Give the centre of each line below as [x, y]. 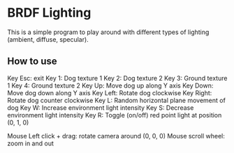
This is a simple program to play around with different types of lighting [108, 32]
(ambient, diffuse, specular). [48, 39]
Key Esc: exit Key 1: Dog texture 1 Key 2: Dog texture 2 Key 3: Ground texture [117, 78]
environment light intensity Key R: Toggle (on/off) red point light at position [115, 115]
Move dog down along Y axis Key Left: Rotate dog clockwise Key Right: [110, 92]
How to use [32, 62]
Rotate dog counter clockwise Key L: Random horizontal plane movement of [116, 100]
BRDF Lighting [49, 13]
